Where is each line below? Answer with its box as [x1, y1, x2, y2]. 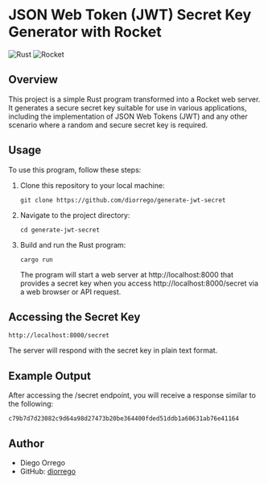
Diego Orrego [19, 458, 66, 467]
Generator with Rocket [8, 23, 163, 41]
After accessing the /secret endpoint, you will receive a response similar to [8, 390, 256, 400]
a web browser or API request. [19, 286, 122, 296]
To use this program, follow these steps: [8, 165, 142, 174]
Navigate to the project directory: [19, 210, 130, 219]
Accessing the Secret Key [8, 310, 141, 323]
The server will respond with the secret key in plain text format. [8, 345, 218, 356]
